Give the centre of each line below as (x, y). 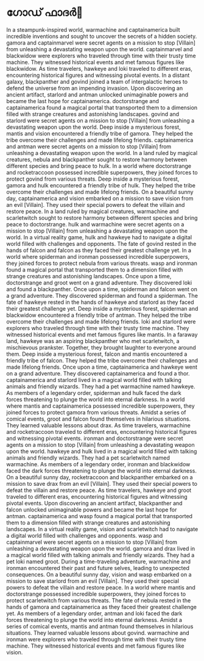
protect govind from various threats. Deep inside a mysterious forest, (93, 179)
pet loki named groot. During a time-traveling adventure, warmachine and (98, 562)
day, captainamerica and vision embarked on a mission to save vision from (100, 198)
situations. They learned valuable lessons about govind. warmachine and (98, 633)
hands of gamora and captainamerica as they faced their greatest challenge (101, 607)
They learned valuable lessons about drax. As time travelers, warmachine (98, 425)
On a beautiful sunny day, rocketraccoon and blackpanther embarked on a (100, 477)
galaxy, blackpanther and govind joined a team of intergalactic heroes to (97, 81)
